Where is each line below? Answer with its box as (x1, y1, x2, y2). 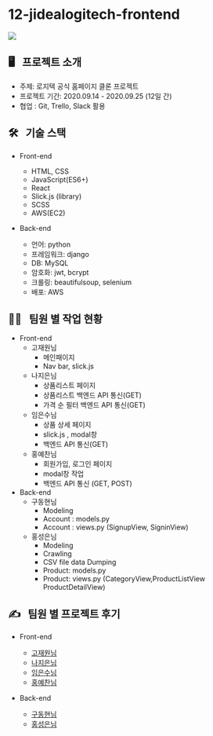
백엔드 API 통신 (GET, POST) (42, 479, 133, 489)
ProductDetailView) (42, 583, 106, 592)
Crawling (42, 549, 72, 558)
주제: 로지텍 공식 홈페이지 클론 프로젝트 (19, 81, 139, 91)
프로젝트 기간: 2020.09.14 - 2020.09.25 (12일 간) (19, 91, 172, 101)
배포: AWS (31, 287, 64, 296)
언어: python (31, 240, 71, 249)
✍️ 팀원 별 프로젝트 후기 (8, 607, 121, 621)
